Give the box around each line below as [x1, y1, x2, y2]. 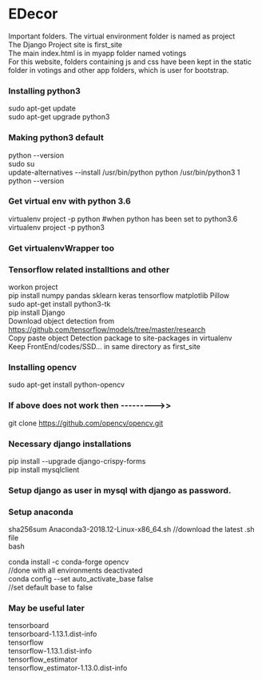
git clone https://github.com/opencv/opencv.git [8, 418, 164, 428]
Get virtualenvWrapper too [8, 242, 114, 253]
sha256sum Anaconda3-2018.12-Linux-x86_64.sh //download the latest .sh [8, 525, 255, 534]
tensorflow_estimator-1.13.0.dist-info [8, 663, 128, 673]
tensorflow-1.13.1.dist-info [8, 646, 92, 656]
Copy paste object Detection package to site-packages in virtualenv [8, 333, 232, 343]
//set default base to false [8, 582, 93, 593]
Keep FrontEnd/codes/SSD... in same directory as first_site [8, 342, 201, 352]
